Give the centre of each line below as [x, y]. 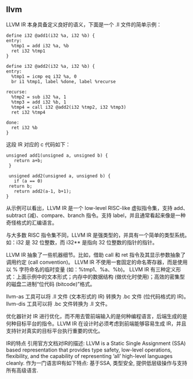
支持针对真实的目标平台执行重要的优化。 [55, 330]
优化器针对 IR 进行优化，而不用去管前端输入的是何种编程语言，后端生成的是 [97, 316]
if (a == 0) [28, 181]
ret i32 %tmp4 [28, 112]
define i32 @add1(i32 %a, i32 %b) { [50, 35]
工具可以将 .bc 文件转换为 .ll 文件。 [69, 304]
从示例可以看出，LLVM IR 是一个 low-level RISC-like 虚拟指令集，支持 [90, 208]
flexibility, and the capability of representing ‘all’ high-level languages [90, 356]
